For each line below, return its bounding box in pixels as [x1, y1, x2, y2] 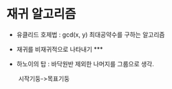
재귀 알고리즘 [6, 6, 76, 22]
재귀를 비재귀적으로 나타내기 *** [16, 45, 104, 53]
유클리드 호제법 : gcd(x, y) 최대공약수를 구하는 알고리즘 [16, 30, 165, 39]
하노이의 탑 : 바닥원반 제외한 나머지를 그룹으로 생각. [16, 59, 154, 68]
